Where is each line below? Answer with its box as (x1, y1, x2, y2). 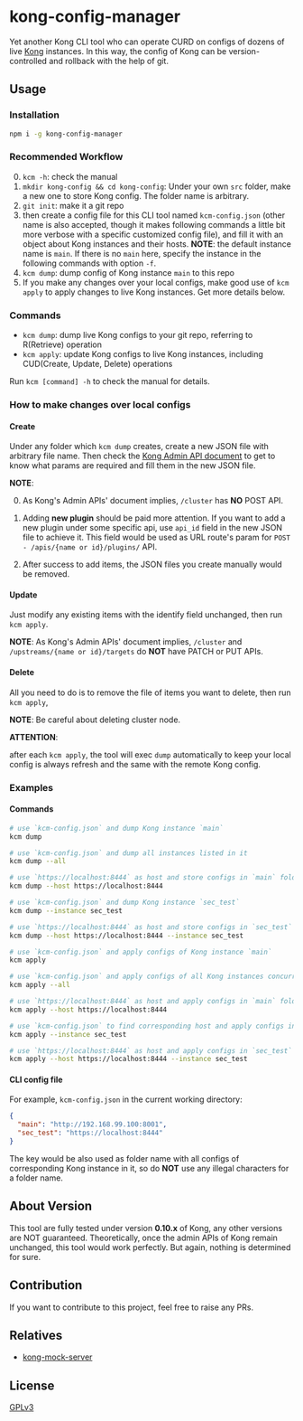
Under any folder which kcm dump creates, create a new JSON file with (9, 441, 269, 452)
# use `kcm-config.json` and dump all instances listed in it (9, 848, 248, 858)
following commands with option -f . (22, 258, 157, 268)
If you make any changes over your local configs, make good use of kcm (22, 277, 289, 287)
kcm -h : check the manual (22, 171, 118, 182)
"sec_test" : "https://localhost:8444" (17, 1128, 164, 1138)
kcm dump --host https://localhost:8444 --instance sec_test (9, 931, 244, 940)
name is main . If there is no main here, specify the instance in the (22, 248, 262, 259)
